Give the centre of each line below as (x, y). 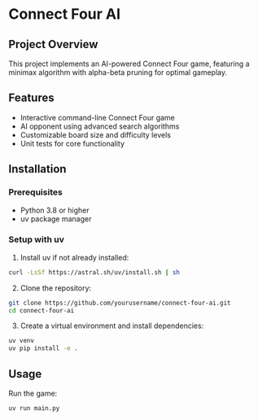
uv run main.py (34, 408)
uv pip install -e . (44, 348)
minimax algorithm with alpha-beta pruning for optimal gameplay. (118, 72)
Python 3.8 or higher (55, 210)
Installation (37, 169)
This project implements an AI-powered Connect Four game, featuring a (129, 63)
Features (31, 98)
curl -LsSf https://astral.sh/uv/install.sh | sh (94, 272)
